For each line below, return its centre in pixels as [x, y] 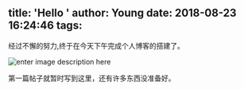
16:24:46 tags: [45, 26]
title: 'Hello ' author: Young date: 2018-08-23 [122, 13]
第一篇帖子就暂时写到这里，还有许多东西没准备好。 [92, 78]
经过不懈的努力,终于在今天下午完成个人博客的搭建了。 [97, 45]
